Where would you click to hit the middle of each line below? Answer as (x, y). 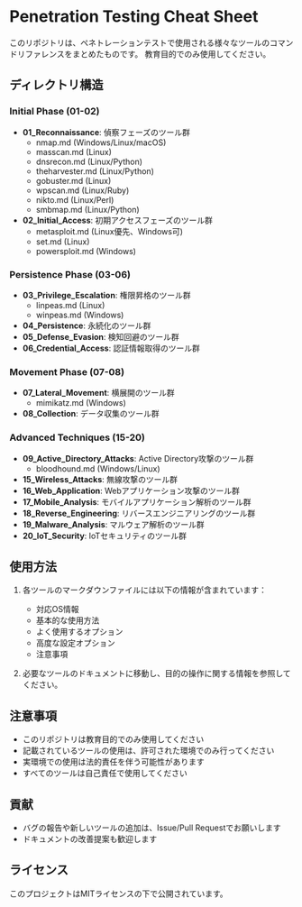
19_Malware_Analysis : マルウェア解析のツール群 (113, 524)
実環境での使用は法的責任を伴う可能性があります (113, 762)
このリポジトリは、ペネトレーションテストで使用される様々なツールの (140, 42)
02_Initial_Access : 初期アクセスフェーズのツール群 (118, 220)
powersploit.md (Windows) (86, 251)
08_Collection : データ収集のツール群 (91, 414)
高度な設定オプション (75, 643)
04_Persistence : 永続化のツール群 (87, 325)
